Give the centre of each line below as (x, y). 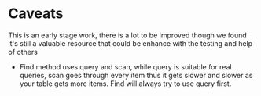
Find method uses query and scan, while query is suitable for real (125, 66)
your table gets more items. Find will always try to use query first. (125, 84)
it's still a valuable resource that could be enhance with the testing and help (130, 43)
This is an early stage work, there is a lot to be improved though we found (128, 35)
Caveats (36, 14)
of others (23, 52)
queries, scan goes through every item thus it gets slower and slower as (136, 75)
